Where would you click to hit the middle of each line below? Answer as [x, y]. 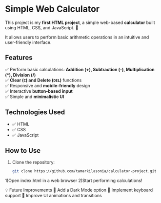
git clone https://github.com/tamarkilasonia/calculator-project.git [84, 171]
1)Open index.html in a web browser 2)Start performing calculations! [74, 181]
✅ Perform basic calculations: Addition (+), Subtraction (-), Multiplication [80, 69]
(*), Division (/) [20, 75]
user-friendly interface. [29, 42]
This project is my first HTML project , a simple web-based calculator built [80, 22]
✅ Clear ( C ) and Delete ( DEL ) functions [43, 80]
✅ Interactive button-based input [39, 91]
